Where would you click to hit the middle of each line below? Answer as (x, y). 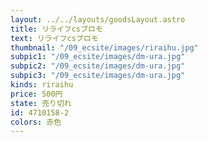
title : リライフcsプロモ (56, 29)
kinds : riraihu (42, 85)
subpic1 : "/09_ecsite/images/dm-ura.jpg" (98, 57)
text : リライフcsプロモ (54, 38)
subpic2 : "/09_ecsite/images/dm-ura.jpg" (98, 66)
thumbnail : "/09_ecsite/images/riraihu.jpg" (104, 47)
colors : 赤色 (36, 122)
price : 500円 (36, 94)
